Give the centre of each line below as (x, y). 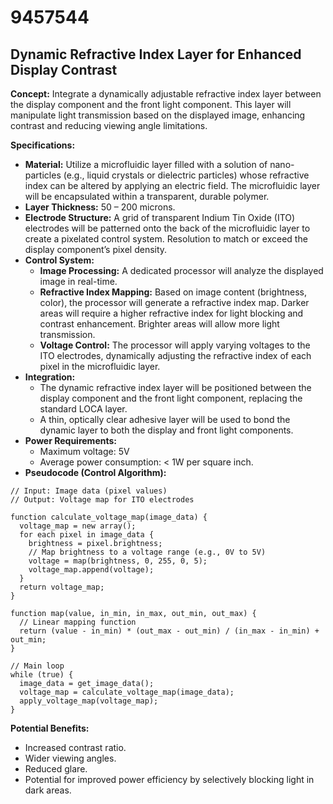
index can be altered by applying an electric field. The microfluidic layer (172, 185)
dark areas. (48, 790)
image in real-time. (78, 281)
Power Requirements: (70, 440)
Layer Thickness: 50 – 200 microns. (100, 207)
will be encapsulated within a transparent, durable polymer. (147, 196)
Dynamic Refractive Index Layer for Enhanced (156, 54)
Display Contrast (64, 69)
